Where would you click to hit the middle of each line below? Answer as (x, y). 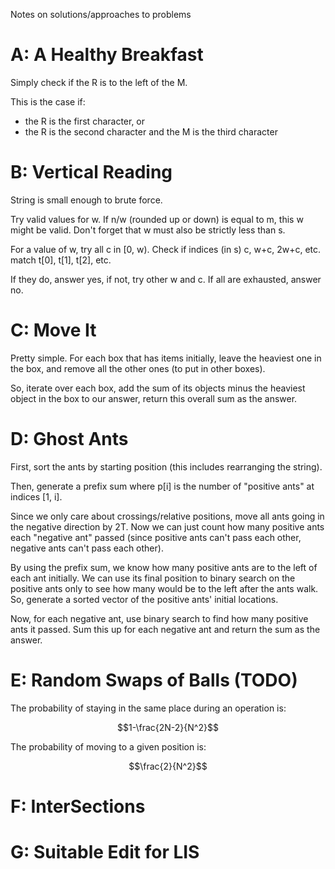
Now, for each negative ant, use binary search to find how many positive (159, 618)
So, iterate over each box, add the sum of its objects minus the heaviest (158, 388)
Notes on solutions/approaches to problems (101, 14)
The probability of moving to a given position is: (108, 746)
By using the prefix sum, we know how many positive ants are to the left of (164, 567)
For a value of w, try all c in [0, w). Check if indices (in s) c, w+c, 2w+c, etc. (166, 249)
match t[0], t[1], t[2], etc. (61, 260)
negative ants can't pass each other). (87, 548)
